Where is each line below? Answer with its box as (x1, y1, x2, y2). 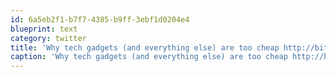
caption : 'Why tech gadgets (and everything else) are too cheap (10, 52, 288, 62)
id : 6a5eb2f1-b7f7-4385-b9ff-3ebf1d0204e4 (10, 14, 190, 25)
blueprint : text (10, 24, 78, 34)
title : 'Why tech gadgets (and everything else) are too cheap (10, 42, 280, 53)
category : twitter (10, 33, 87, 43)
